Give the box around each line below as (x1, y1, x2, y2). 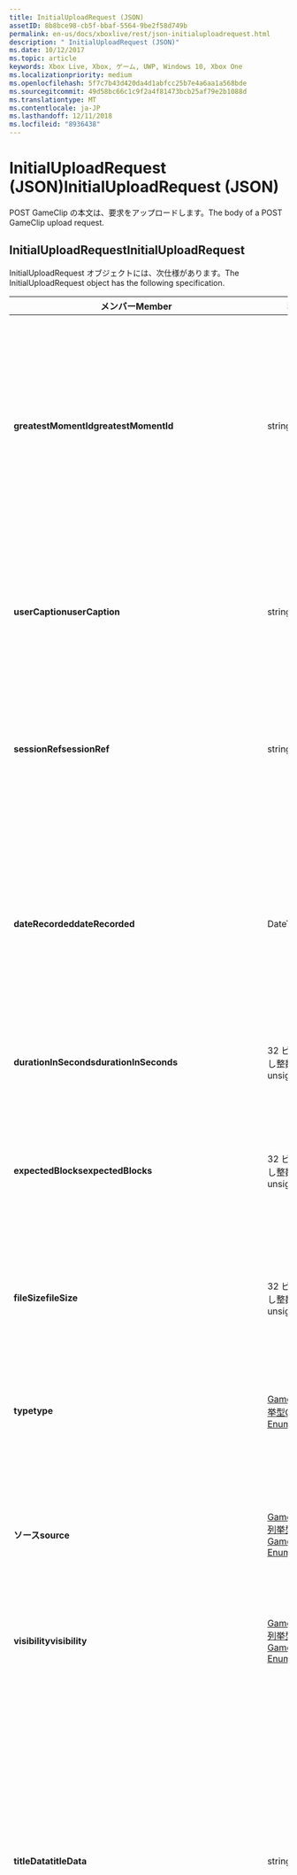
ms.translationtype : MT (9, 95, 97, 104)
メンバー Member (100, 300, 172, 312)
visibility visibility (13, 1634, 88, 1647)
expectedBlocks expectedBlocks (13, 1164, 153, 1177)
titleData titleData (13, 1855, 88, 1867)
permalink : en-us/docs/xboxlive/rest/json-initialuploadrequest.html (9, 29, 271, 38)
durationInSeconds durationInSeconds (13, 1055, 179, 1068)
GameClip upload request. (9, 217, 104, 228)
